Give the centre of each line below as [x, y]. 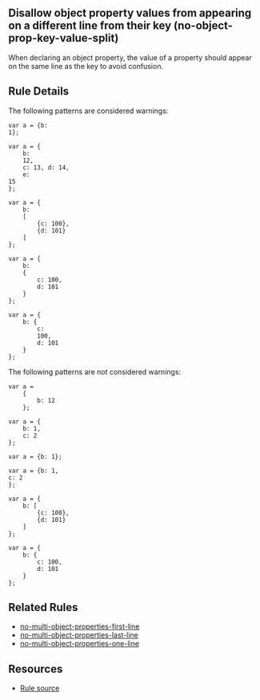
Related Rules [43, 607]
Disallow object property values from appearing [130, 13]
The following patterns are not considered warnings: [95, 371]
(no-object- [203, 26]
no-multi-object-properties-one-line [80, 644]
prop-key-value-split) [64, 38]
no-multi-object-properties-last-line [79, 635]
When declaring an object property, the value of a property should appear [130, 57]
